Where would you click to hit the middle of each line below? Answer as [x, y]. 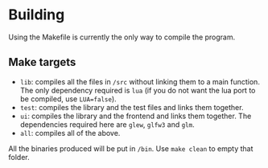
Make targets [42, 62]
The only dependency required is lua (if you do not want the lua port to [138, 90]
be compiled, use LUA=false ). [68, 99]
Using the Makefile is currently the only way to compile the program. [122, 37]
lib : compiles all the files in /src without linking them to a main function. [140, 81]
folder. [19, 157]
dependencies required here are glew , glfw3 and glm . [107, 124]
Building [37, 15]
